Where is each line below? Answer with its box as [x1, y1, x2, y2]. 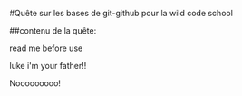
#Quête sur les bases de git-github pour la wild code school [9, 8, 234, 18]
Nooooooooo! [9, 78, 62, 89]
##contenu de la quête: [9, 25, 97, 35]
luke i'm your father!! [9, 61, 87, 71]
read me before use [9, 43, 83, 53]
